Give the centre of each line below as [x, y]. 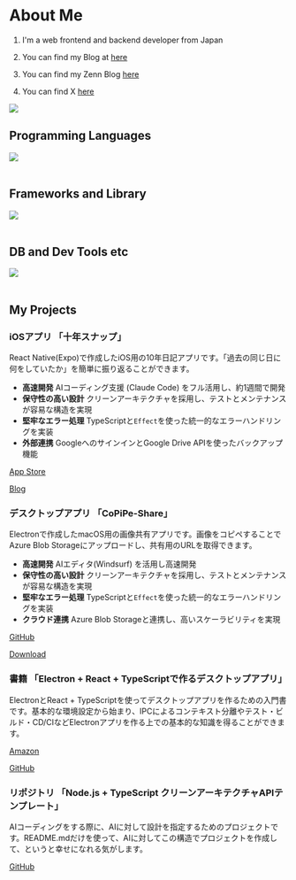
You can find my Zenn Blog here [80, 74]
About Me [46, 15]
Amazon [24, 751]
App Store [27, 472]
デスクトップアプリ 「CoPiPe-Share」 [91, 513]
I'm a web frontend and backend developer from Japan [122, 40]
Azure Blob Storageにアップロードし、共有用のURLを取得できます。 [133, 545]
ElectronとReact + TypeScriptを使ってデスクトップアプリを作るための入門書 [148, 699]
